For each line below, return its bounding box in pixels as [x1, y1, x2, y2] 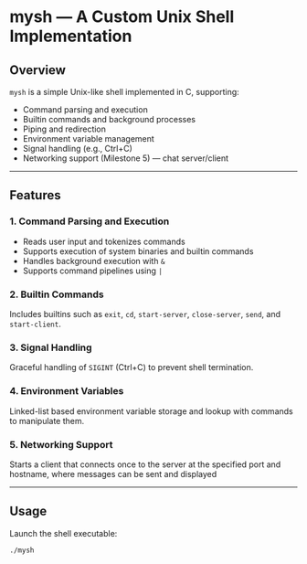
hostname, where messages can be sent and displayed [9, 468, 217, 479]
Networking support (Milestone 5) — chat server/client [22, 153, 229, 164]
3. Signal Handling [9, 341, 93, 354]
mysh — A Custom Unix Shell [9, 6, 235, 27]
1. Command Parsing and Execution [9, 215, 170, 228]
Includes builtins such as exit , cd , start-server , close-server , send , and [9, 308, 281, 319]
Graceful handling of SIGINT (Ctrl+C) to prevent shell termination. [9, 362, 254, 373]
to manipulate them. [9, 415, 85, 426]
